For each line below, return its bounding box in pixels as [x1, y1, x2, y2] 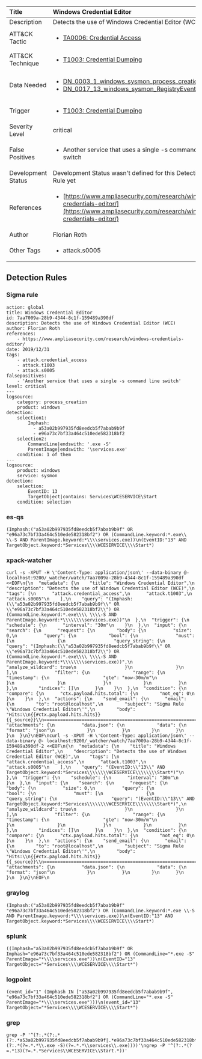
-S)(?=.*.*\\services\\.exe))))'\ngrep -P [57, 1043, 165, 1049]
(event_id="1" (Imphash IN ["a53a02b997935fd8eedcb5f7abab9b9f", [6, 989, 173, 995]
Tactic [9, 37, 27, 46]
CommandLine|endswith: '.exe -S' [28, 441, 112, 447]
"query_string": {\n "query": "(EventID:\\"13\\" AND [6, 796, 195, 802]
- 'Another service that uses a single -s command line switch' [17, 378, 182, 384]
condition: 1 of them [17, 451, 71, 457]
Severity [9, 123, 33, 130]
